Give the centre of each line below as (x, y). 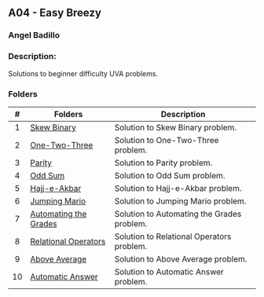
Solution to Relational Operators (173, 236)
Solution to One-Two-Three (167, 140)
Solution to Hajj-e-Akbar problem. (178, 188)
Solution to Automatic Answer (169, 272)
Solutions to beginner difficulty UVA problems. (83, 73)
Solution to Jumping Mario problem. (180, 201)
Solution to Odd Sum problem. (170, 175)
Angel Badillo (34, 35)
